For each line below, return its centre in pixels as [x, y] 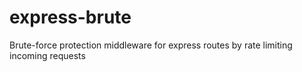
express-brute [70, 17]
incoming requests [47, 55]
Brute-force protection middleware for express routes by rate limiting [151, 45]
